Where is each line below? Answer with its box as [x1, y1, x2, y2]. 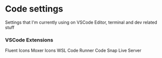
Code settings [5, 3, 63, 14]
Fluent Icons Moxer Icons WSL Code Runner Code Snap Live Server [5, 47, 142, 54]
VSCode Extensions [5, 36, 54, 43]
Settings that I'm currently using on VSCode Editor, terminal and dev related [5, 19, 158, 25]
